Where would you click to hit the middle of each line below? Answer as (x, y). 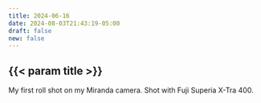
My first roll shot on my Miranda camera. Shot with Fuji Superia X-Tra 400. (131, 90)
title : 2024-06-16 (39, 16)
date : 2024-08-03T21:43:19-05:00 (64, 23)
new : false (27, 38)
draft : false (30, 31)
